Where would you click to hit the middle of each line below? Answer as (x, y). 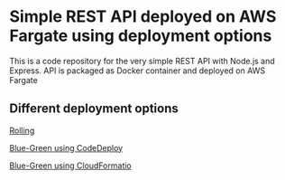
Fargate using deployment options (141, 36)
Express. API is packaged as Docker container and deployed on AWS (138, 71)
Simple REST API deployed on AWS (143, 17)
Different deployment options (94, 109)
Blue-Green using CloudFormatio (71, 166)
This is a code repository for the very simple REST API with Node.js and (142, 61)
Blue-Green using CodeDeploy (66, 147)
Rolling (22, 130)
